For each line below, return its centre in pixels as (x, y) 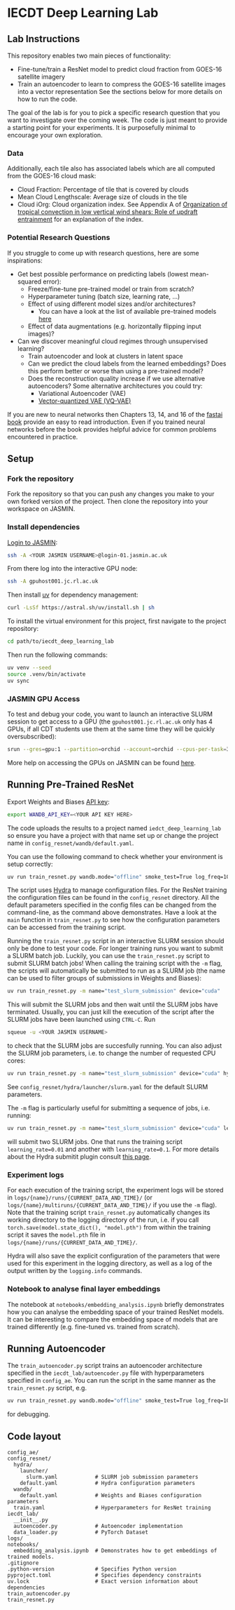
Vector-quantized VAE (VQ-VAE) (85, 401)
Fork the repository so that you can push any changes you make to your (111, 494)
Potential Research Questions (59, 238)
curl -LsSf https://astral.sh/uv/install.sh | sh (81, 608)
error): (52, 281)
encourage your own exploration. (55, 135)
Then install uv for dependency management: (73, 595)
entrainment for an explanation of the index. (80, 220)
